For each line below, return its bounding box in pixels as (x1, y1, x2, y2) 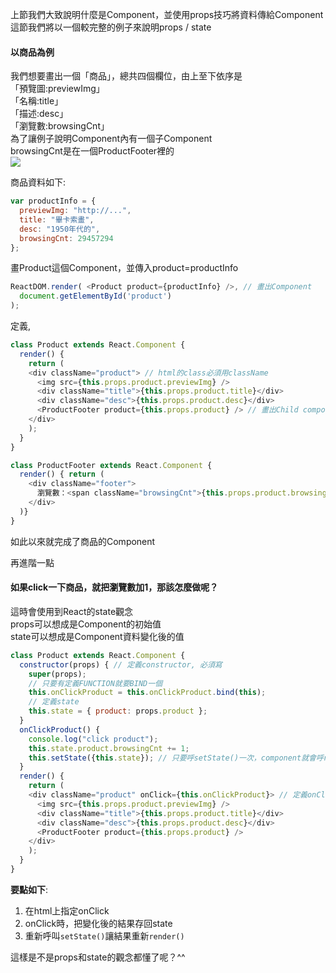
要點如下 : (10, 883, 49, 895)
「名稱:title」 (10, 95, 64, 107)
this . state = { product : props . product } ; (28, 706, 208, 717)
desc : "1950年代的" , (19, 224, 101, 234)
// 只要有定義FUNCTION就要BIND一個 (28, 678, 163, 688)
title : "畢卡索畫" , (19, 214, 95, 225)
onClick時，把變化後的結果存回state (24, 917, 173, 929)
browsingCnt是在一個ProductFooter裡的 (10, 145, 175, 157)
